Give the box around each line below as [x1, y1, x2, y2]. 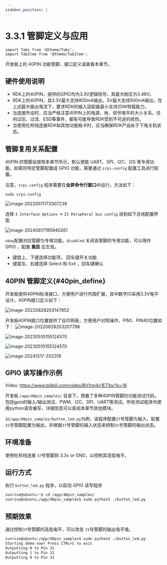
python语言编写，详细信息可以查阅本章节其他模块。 [9, 405, 116, 411]
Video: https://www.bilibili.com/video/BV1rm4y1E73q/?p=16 [5, 382, 127, 388]
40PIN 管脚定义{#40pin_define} [5, 277, 106, 285]
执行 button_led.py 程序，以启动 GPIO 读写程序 [5, 483, 102, 489]
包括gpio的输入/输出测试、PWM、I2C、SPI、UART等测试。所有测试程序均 [5, 399, 158, 405]
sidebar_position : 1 [5, 7, 48, 12]
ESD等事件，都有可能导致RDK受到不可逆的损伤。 [43, 116, 144, 122]
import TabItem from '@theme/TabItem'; [5, 51, 88, 56]
